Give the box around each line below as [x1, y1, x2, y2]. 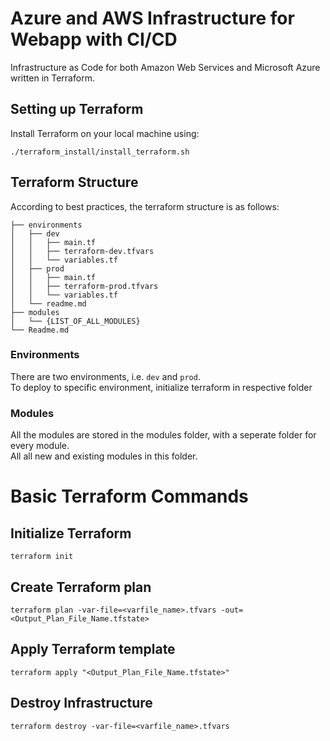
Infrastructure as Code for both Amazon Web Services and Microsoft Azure [10, 61, 321, 73]
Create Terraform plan [10, 578, 152, 596]
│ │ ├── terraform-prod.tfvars [10, 281, 159, 291]
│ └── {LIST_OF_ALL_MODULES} [10, 316, 141, 326]
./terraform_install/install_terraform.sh [10, 147, 190, 157]
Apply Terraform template [10, 641, 176, 658]
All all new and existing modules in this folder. [10, 450, 198, 462]
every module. [10, 440, 70, 452]
